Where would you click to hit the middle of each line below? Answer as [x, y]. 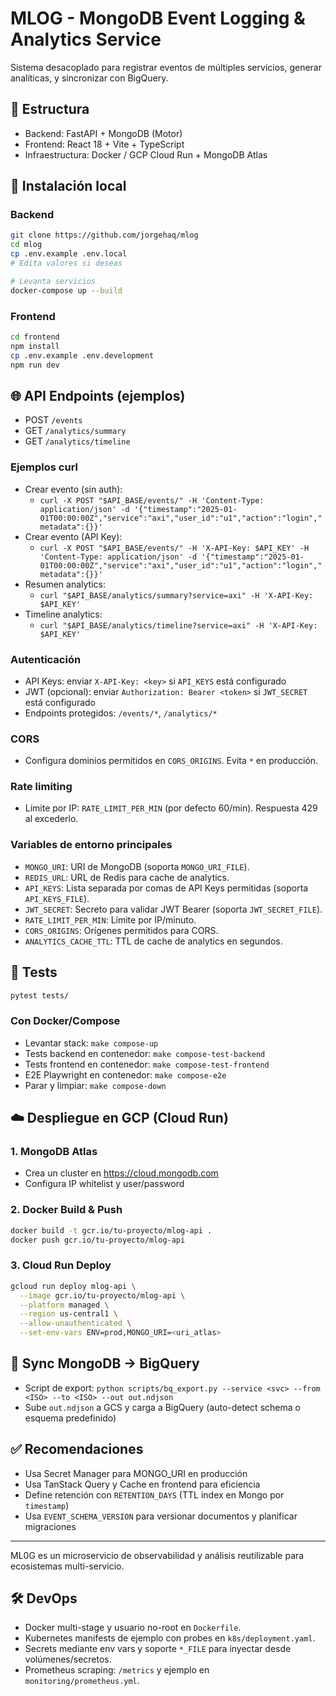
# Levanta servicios [53, 281]
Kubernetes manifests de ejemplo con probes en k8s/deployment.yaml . [170, 1638]
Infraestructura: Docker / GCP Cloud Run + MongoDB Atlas [146, 154]
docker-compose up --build [66, 290]
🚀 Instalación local [68, 186]
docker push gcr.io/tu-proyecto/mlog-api [98, 1240]
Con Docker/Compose [65, 1021]
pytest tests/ [40, 995]
